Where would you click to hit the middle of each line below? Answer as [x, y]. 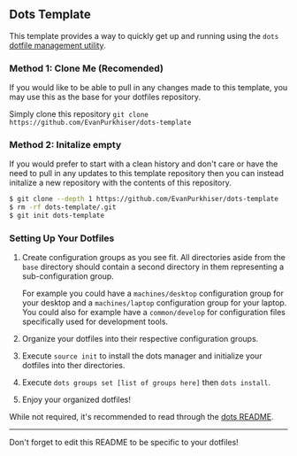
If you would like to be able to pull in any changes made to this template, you [148, 88]
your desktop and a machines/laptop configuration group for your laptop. [154, 303]
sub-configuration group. [68, 276]
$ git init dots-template [57, 216]
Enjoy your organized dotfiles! [76, 400]
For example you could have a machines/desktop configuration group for [153, 294]
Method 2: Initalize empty [65, 145]
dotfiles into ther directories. [73, 366]
